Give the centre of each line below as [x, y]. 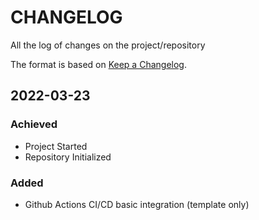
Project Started [56, 146]
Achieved [34, 124]
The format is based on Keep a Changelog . [98, 64]
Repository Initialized [68, 157]
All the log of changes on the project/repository [108, 45]
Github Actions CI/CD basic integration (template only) [137, 204]
